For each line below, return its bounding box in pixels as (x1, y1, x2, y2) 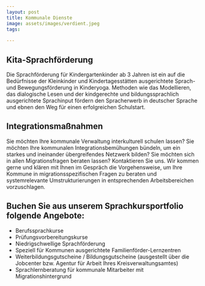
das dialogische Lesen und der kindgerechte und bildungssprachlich (6, 90, 179, 98)
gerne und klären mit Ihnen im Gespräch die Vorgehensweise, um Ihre (6, 163, 182, 171)
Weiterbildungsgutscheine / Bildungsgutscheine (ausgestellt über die (15, 253, 190, 260)
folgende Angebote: (6, 211, 84, 221)
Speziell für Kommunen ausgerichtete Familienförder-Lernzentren (15, 246, 181, 253)
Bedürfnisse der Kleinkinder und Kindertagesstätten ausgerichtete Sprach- (6, 77, 196, 85)
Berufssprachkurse (15, 226, 64, 234)
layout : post (6, 9, 40, 15)
